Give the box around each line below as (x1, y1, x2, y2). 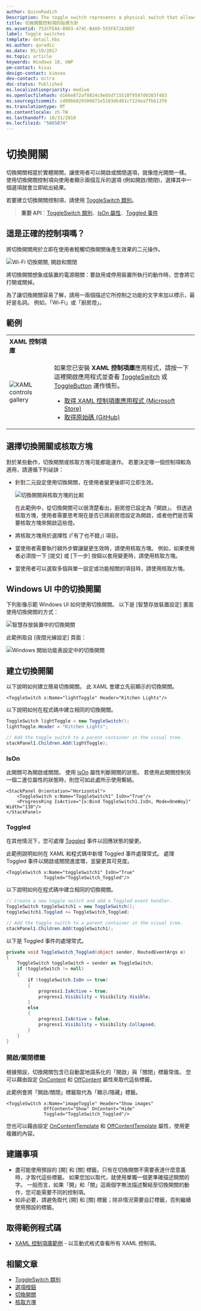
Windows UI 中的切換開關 (6, 584, 102, 594)
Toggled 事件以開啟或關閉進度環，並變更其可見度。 (6, 858, 133, 865)
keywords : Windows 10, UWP (6, 59, 74, 65)
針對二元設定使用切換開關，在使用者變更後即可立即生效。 (14, 478, 157, 486)
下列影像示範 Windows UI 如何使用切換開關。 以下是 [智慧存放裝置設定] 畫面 (6, 601, 194, 608)
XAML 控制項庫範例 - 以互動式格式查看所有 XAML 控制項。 (14, 1240, 160, 1247)
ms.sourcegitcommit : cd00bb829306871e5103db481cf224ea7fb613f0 (6, 98, 167, 104)
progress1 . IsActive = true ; (38, 988, 109, 994)
